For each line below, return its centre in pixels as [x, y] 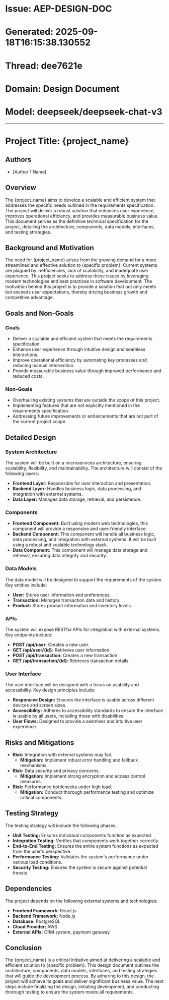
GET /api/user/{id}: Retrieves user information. [61, 650]
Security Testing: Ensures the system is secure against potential [80, 867]
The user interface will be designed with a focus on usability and [72, 685]
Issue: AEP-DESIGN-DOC [59, 9]
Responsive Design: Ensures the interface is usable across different [83, 700]
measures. [31, 781]
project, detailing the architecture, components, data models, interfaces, [80, 226]
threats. [20, 872]
